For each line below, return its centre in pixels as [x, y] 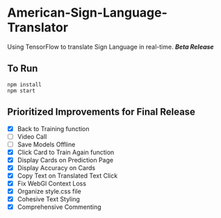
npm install [24, 85]
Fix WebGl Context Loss [52, 183]
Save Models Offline [46, 144]
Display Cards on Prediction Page [65, 160]
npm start [22, 91]
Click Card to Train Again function [66, 152]
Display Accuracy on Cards [56, 167]
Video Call [32, 136]
